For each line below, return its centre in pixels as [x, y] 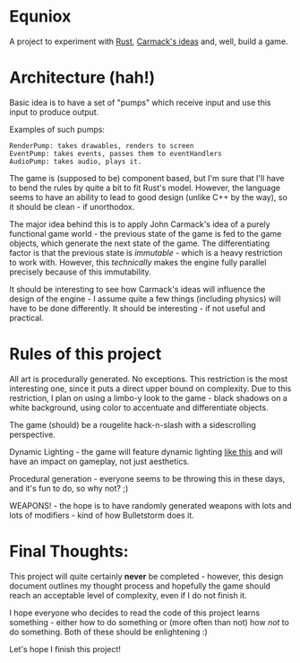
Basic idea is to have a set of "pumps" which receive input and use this [140, 102]
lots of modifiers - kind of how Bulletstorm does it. [102, 515]
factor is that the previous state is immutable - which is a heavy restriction [146, 252]
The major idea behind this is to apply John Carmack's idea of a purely [140, 224]
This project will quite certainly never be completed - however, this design [146, 576]
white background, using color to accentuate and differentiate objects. [139, 407]
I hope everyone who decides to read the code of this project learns [135, 613]
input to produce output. [54, 112]
